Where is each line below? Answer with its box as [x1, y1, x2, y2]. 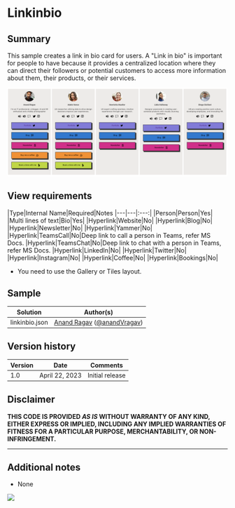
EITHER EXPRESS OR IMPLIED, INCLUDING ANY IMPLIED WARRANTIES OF [7, 420, 227, 428]
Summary [7, 33, 51, 45]
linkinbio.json [10, 318, 48, 327]
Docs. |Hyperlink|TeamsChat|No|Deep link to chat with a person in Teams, [7, 239, 222, 247]
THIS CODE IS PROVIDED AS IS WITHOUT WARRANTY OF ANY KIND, [7, 412, 211, 420]
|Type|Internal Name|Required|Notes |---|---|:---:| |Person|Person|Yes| [7, 208, 213, 217]
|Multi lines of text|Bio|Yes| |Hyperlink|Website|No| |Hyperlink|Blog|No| [7, 216, 213, 225]
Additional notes [7, 461, 81, 473]
